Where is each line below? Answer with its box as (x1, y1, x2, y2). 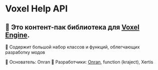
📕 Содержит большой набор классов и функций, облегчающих (5, 44, 140, 50)
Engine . (5, 30, 30, 39)
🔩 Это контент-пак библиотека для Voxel (5, 23, 139, 31)
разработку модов (5, 49, 45, 55)
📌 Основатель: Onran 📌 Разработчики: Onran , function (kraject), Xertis (5, 59, 153, 65)
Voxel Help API (5, 3, 68, 14)
